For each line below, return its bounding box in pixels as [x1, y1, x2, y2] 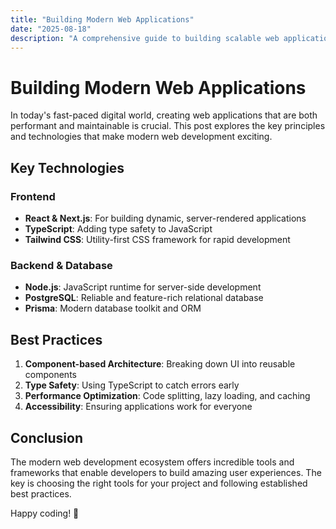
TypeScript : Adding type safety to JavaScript [24, 223, 213, 235]
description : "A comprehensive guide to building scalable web [10, 33, 280, 43]
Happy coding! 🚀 [10, 507, 80, 519]
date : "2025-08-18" [10, 24, 92, 34]
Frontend [10, 189, 56, 203]
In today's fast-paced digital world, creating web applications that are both [10, 109, 318, 121]
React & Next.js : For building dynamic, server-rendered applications [24, 212, 307, 224]
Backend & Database [10, 258, 113, 272]
